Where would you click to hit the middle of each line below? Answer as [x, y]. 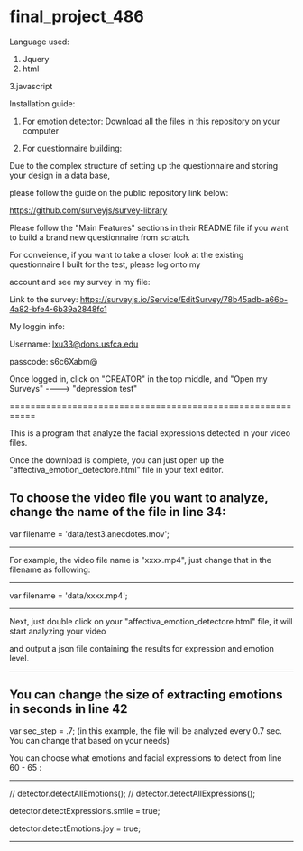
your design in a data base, [60, 175]
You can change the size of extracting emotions [146, 695]
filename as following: [50, 569]
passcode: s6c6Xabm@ [54, 361]
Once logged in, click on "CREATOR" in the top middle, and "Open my [138, 379]
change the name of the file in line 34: [118, 512]
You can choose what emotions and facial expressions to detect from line [146, 758]
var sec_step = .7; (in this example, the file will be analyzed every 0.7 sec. [146, 731]
